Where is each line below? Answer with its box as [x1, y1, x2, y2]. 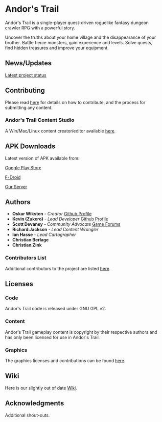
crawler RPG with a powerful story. [5, 25, 75, 30]
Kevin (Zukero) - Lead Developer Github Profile [12, 216, 109, 222]
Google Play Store [5, 164, 42, 170]
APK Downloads [5, 142, 56, 151]
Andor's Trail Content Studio [5, 117, 75, 124]
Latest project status [5, 72, 46, 78]
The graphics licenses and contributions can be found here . [5, 358, 126, 364]
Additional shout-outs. [5, 412, 50, 418]
